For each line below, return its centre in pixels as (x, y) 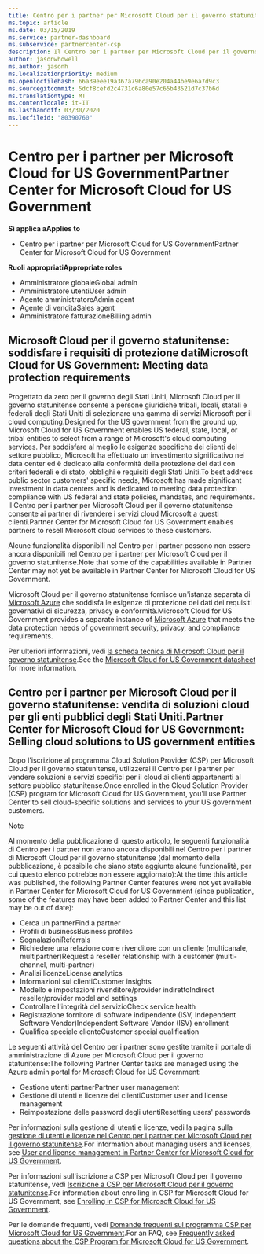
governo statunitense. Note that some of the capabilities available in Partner (130, 562)
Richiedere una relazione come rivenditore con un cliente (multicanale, (134, 948)
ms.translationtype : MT (47, 96)
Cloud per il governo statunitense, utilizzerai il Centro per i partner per (121, 769)
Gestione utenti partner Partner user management (99, 1087)
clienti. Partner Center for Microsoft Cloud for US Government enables (121, 522)
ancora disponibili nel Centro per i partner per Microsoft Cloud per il (118, 553)
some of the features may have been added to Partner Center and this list (127, 899)
